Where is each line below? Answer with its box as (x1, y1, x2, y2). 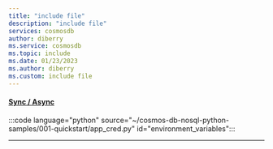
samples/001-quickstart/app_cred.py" (8, 123, 136, 134)
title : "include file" (8, 11, 85, 20)
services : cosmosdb (8, 27, 75, 35)
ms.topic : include (8, 49, 71, 57)
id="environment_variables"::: (136, 123, 236, 134)
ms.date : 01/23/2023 (8, 57, 79, 66)
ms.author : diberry (8, 65, 75, 73)
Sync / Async (8, 97, 55, 107)
